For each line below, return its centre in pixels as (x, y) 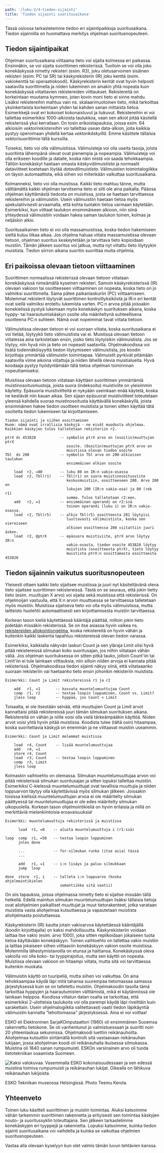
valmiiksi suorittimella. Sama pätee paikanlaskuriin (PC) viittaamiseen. (75, 294)
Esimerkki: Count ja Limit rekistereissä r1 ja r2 (58, 680)
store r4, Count (31, 753)
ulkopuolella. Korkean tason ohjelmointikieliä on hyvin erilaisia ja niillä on (78, 807)
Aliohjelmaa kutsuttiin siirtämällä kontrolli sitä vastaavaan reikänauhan (75, 1037)
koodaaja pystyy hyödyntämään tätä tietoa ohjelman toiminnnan (69, 365)
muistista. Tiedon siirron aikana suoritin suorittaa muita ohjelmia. (70, 251)
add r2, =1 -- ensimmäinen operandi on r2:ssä (73, 502)
